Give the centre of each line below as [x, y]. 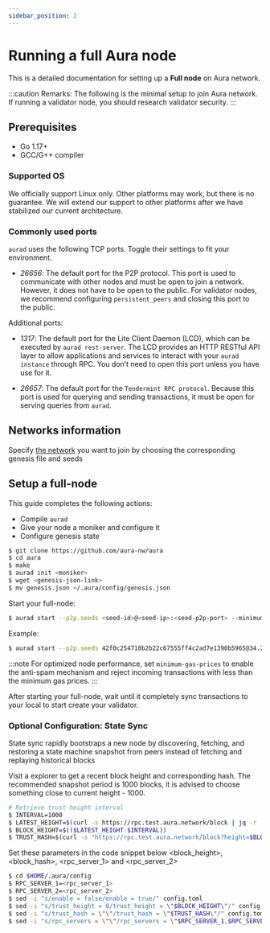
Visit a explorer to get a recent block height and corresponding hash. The [129, 775]
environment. [30, 257]
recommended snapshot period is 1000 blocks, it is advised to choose [124, 784]
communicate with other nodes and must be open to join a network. [132, 282]
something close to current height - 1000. [77, 792]
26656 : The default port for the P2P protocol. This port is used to [128, 273]
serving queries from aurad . [65, 405]
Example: [24, 633]
